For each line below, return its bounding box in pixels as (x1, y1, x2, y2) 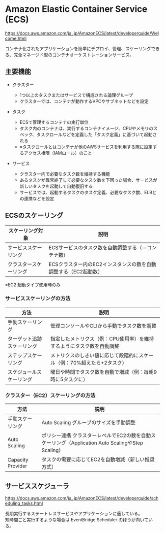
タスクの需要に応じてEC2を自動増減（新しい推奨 (41, 456, 155, 463)
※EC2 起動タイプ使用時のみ (5, 282, 61, 288)
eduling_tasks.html (5, 500, 43, 506)
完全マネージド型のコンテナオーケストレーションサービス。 (13, 52, 134, 58)
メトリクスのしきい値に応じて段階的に (50, 352, 139, 359)
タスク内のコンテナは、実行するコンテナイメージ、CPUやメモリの (19, 125, 154, 131)
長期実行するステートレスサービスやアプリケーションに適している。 (5, 510, 143, 516)
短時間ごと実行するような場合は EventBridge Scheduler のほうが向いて (5, 516, 149, 523)
